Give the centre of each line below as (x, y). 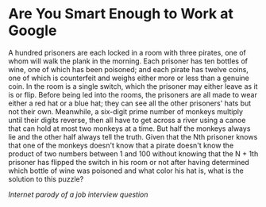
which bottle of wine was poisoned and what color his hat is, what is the (126, 171)
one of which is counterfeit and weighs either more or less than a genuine (129, 78)
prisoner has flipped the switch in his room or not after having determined (129, 162)
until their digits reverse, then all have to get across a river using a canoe (127, 120)
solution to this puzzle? (46, 178)
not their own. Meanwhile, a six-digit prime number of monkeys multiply (126, 111)
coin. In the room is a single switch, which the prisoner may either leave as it (133, 86)
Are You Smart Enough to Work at (121, 14)
